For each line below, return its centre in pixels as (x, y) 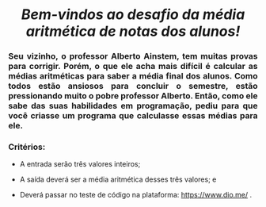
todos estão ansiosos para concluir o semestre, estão (133, 86)
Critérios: (27, 147)
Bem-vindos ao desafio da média (133, 15)
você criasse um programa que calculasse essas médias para (133, 116)
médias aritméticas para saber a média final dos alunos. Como (133, 76)
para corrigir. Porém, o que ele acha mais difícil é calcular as (133, 67)
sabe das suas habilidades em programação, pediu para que (133, 106)
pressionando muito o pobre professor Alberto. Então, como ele (133, 96)
